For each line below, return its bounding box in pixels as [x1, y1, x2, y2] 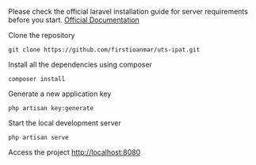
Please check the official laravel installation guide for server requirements [8, 7, 248, 16]
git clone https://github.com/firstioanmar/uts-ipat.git [8, 46, 201, 54]
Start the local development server [8, 118, 121, 128]
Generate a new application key [8, 89, 112, 98]
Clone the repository [8, 31, 75, 40]
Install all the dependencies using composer [8, 59, 153, 69]
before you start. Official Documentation [8, 15, 140, 25]
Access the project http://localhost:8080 [8, 148, 141, 157]
